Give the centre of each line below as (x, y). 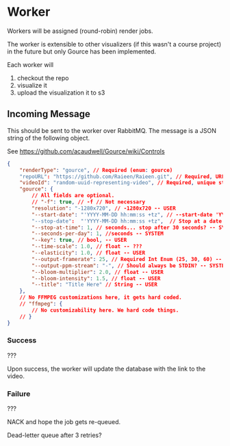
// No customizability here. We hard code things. (105, 310)
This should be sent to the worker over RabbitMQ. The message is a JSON (112, 130)
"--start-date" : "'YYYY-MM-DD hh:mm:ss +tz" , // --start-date (122, 214)
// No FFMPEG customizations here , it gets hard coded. (101, 298)
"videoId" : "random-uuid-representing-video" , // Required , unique (117, 183)
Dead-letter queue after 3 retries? (54, 435)
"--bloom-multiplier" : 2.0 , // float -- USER (98, 272)
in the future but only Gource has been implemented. (81, 51)
